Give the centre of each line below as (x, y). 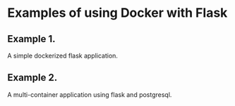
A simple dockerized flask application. (63, 55)
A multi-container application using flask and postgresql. (90, 94)
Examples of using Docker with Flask (117, 13)
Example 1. (31, 39)
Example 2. (32, 78)
